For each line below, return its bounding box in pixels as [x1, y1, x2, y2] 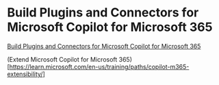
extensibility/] [7, 70, 46, 78]
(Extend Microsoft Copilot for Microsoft [7, 55, 118, 63]
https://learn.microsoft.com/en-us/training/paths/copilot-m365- [9, 62, 190, 71]
